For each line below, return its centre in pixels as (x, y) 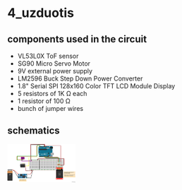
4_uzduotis (41, 13)
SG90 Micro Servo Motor (54, 64)
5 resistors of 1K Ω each (52, 94)
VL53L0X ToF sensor (48, 56)
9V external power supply (55, 71)
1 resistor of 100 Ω (44, 101)
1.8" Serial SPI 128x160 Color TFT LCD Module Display (96, 86)
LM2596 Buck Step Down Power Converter (80, 78)
